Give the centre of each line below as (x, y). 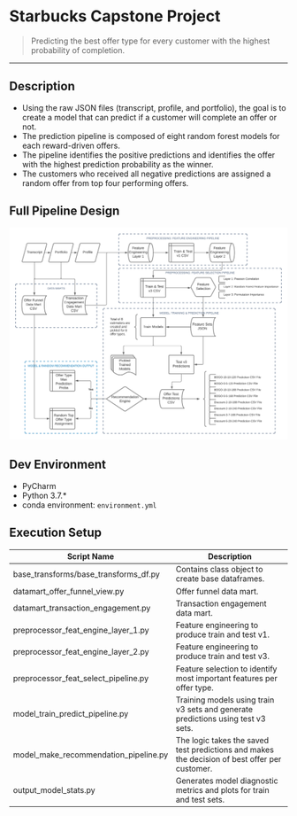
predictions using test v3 (221, 719)
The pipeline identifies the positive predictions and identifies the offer (148, 155)
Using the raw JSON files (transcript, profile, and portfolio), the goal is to (154, 107)
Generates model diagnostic (227, 781)
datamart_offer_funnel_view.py (69, 591)
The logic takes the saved (222, 741)
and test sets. (200, 800)
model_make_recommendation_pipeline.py (91, 754)
